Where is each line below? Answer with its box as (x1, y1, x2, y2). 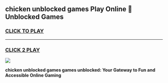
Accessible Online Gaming (5, 72, 61, 78)
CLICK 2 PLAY (5, 46, 40, 53)
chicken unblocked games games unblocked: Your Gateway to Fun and (5, 67, 155, 73)
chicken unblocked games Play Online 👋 (5, 5, 132, 13)
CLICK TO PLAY (5, 28, 44, 35)
